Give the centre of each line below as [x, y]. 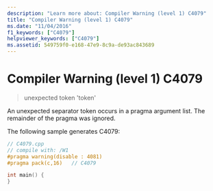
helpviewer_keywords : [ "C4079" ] [53, 39]
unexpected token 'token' [60, 98]
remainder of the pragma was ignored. [61, 118]
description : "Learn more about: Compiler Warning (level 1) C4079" [107, 13]
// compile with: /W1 [38, 150]
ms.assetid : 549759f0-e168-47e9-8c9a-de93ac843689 [81, 45]
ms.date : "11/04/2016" [39, 26]
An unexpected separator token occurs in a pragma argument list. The [106, 111]
